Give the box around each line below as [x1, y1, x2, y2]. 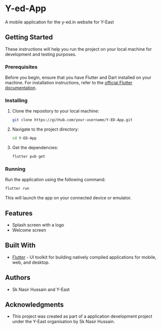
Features [5, 209, 33, 217]
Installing [5, 97, 28, 104]
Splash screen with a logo [12, 222, 64, 228]
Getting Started [5, 33, 53, 41]
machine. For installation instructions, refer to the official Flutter [5, 80, 133, 86]
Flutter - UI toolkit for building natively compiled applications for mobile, [12, 254, 157, 260]
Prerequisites [5, 63, 38, 70]
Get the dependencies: [12, 145, 59, 151]
